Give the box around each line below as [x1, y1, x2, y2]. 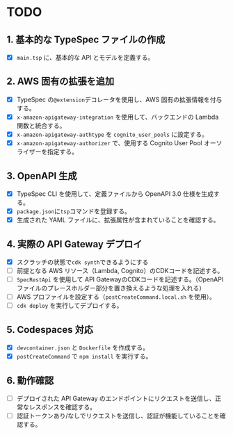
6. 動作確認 [6, 375, 54, 386]
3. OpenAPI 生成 [6, 170, 77, 181]
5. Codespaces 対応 [6, 324, 94, 336]
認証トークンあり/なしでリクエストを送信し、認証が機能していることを [16, 411, 220, 420]
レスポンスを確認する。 [29, 403, 97, 411]
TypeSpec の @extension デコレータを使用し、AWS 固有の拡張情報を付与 [16, 95, 223, 104]
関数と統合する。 [16, 122, 66, 129]
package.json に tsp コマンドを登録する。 [16, 207, 131, 215]
